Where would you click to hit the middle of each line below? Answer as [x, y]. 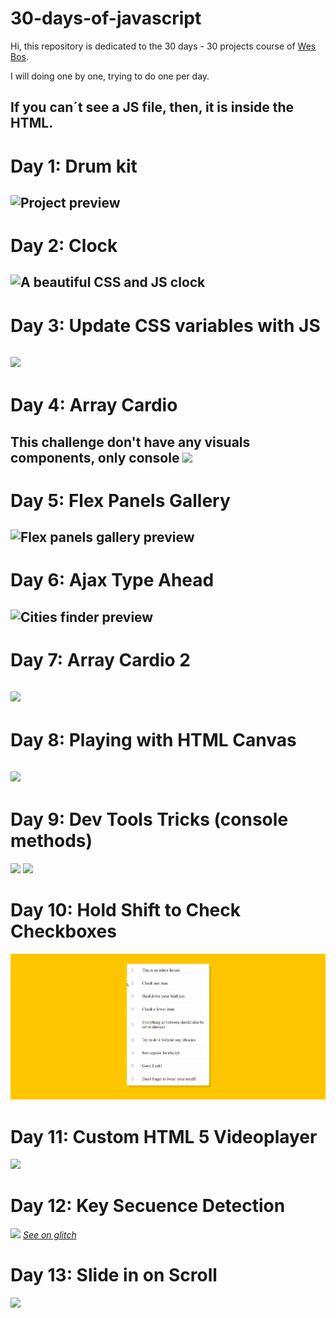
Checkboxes [63, 931]
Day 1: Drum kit [74, 166]
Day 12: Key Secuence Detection [148, 1206]
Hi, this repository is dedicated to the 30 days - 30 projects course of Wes [163, 46]
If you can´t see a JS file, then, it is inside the [152, 107]
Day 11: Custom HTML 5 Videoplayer [164, 1136]
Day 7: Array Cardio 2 [100, 659]
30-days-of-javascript [106, 18]
